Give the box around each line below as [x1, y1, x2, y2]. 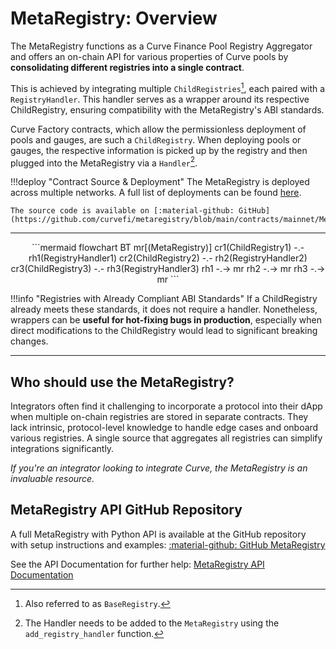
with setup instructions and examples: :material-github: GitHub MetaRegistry [10, 538, 326, 551]
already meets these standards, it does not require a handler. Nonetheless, [10, 303, 318, 316]
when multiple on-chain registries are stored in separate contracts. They [10, 411, 309, 423]
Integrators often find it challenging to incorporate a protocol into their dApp [10, 400, 323, 412]
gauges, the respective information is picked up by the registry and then [10, 144, 308, 156]
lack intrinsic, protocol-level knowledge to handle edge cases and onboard [10, 422, 319, 434]
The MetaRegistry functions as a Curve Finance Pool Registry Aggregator [10, 40, 313, 52]
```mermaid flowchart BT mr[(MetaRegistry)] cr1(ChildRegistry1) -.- [31, 242, 305, 254]
